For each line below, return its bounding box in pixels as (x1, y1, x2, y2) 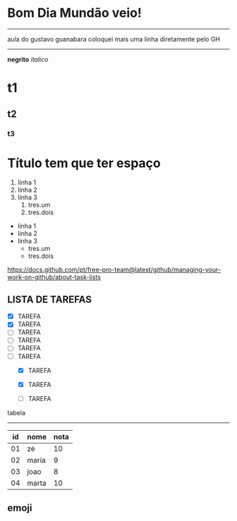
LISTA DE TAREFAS (7, 293, 92, 305)
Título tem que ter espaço (7, 155, 161, 171)
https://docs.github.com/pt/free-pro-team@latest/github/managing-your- (7, 266, 221, 274)
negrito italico (7, 55, 49, 63)
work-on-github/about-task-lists (7, 273, 101, 281)
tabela (7, 408, 26, 417)
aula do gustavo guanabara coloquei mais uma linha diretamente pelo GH (7, 35, 221, 43)
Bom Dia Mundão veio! (7, 5, 142, 21)
